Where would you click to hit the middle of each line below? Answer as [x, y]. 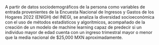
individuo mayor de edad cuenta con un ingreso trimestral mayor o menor [79, 32]
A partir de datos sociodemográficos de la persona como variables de [75, 7]
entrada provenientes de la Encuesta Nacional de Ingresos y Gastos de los [79, 12]
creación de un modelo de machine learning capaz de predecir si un [73, 27]
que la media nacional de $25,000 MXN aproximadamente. [64, 37]
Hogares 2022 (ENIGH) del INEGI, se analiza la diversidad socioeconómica [80, 17]
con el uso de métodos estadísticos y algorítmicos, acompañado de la [75, 22]
